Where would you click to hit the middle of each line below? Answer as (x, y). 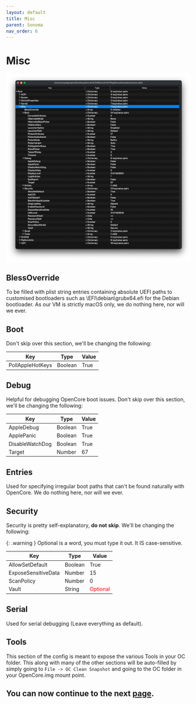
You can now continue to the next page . (80, 693)
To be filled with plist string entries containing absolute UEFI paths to (89, 292)
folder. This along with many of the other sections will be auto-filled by (92, 662)
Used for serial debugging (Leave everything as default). (75, 623)
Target (16, 452)
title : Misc (21, 19)
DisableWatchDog (30, 444)
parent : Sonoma (25, 25)
